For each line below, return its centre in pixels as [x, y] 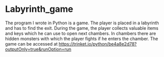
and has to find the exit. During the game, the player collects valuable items [82, 28]
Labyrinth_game [39, 9]
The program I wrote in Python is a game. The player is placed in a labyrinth [82, 23]
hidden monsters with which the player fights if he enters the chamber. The [82, 39]
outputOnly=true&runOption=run [38, 49]
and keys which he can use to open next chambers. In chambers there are [81, 33]
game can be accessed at [31, 44]
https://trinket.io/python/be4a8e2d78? [98, 44]
